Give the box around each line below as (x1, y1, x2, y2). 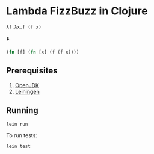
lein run (6, 122, 28, 128)
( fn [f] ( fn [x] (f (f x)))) (6, 49, 79, 55)
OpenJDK (14, 81, 40, 88)
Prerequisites (6, 66, 58, 76)
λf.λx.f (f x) (6, 24, 42, 30)
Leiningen (14, 88, 40, 95)
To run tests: (6, 132, 37, 139)
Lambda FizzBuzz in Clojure (6, 4, 149, 18)
